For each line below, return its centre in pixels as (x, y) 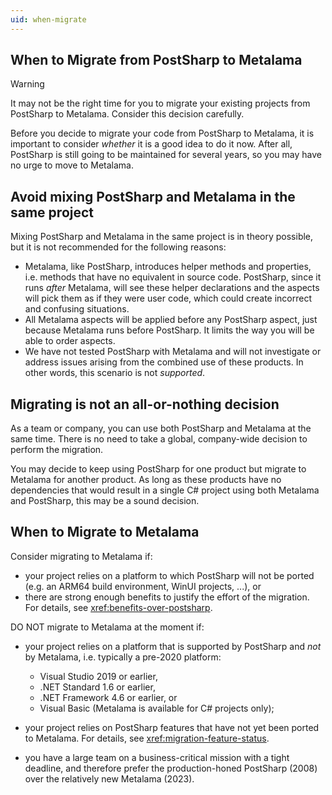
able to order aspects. (70, 341)
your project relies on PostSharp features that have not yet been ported (172, 727)
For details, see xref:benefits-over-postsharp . (118, 607)
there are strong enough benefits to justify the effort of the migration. (167, 597)
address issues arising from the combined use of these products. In (164, 362)
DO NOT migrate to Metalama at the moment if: (107, 627)
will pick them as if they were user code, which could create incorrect (168, 298)
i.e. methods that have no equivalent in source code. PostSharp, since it (173, 277)
